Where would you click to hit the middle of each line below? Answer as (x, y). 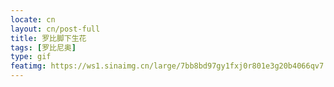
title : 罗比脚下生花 (48, 38)
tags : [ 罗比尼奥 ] (43, 47)
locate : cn (33, 19)
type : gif (31, 57)
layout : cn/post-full (55, 29)
